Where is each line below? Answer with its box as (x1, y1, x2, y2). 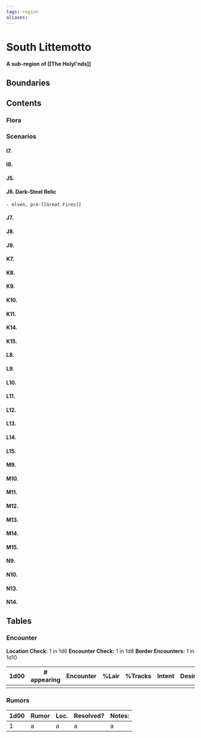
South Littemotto (6, 40, 92, 54)
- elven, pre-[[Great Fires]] (6, 202, 82, 208)
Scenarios (6, 132, 37, 140)
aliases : (6, 14, 28, 20)
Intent (157, 671, 175, 680)
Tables (6, 616, 32, 626)
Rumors (6, 696, 30, 704)
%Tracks (125, 671, 151, 680)
